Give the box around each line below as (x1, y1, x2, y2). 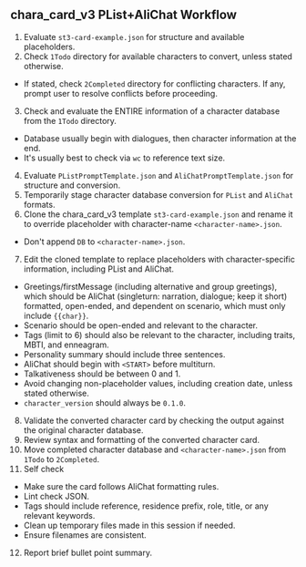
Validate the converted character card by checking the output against (23, 415, 285, 426)
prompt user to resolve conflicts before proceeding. (23, 88, 218, 98)
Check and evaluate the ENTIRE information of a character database (23, 105, 280, 117)
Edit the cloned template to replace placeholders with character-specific (23, 253, 295, 264)
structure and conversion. (23, 180, 121, 191)
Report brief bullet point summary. (23, 547, 153, 558)
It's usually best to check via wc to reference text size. (23, 152, 226, 163)
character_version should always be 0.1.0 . (23, 397, 186, 408)
